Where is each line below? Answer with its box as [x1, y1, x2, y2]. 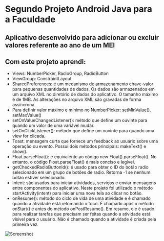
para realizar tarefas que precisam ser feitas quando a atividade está [12, 211, 151, 217]
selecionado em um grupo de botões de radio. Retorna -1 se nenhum [12, 169, 151, 175]
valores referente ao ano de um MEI [5, 41, 115, 49]
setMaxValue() [12, 112, 41, 118]
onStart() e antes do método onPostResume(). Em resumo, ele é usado [12, 206, 155, 212]
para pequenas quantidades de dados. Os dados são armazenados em [12, 86, 155, 92]
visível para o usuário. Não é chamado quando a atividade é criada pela [12, 217, 156, 222]
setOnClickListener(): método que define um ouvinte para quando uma [12, 128, 155, 134]
